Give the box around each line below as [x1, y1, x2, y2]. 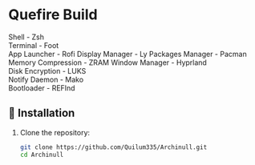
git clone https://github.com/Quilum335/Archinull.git [19, 143, 208, 151]
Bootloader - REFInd [8, 82, 75, 93]
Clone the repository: [19, 127, 91, 137]
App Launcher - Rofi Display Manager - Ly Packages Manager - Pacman [8, 49, 247, 58]
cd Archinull [19, 151, 64, 159]
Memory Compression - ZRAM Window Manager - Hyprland [8, 58, 207, 67]
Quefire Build [8, 6, 98, 24]
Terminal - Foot [8, 40, 59, 50]
